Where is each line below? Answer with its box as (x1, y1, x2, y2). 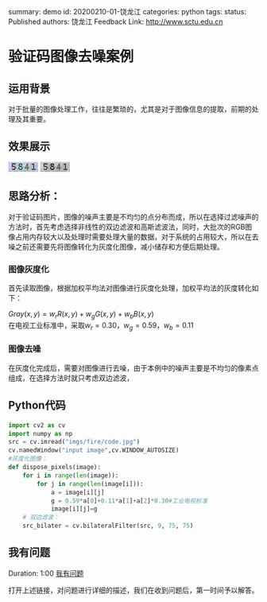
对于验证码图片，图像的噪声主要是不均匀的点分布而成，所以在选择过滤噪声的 (8, 212, 259, 221)
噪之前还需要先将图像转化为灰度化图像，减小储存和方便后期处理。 (8, 242, 224, 251)
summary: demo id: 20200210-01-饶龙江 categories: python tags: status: (8, 7, 247, 16)
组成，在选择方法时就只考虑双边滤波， (8, 373, 133, 383)
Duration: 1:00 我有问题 (8, 568, 84, 578)
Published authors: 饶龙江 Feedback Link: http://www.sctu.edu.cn (8, 17, 224, 26)
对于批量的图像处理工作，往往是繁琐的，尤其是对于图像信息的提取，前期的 (8, 104, 252, 114)
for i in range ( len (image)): (22, 472, 119, 480)
